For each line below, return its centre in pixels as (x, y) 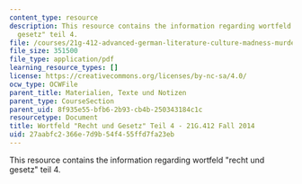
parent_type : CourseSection (62, 101)
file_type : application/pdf (62, 59)
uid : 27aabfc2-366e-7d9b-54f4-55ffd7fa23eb (92, 135)
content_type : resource (54, 18)
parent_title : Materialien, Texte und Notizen (98, 92)
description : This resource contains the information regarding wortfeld (151, 26)
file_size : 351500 (44, 51)
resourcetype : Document (54, 118)
